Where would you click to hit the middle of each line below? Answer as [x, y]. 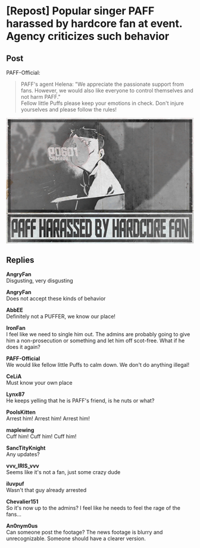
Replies [20, 260]
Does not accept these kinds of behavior [56, 299]
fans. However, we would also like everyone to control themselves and [107, 90]
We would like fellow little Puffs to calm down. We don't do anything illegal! [98, 365]
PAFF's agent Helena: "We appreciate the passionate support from [102, 84]
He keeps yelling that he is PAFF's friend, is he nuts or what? [80, 401]
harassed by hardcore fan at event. [94, 24]
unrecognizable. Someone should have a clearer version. [76, 538]
